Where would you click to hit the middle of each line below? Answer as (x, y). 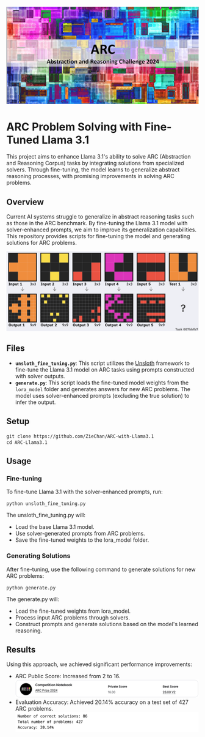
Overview (25, 202)
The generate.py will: (33, 599)
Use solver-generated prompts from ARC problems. (80, 534)
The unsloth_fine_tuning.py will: (46, 515)
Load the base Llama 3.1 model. (55, 527)
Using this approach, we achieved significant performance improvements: (99, 664)
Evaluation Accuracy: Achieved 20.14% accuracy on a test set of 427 (102, 702)
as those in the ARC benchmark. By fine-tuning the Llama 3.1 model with (97, 223)
